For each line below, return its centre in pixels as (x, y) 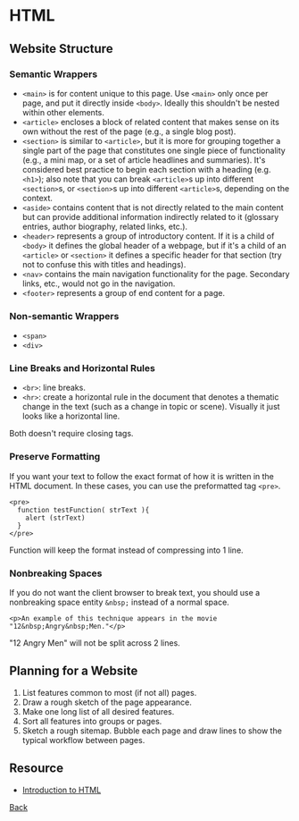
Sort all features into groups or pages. (92, 721)
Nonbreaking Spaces (56, 573)
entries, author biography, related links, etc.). (105, 226)
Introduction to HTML (62, 790)
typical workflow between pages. (83, 740)
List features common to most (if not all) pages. (109, 692)
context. (37, 198)
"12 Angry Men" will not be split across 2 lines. (95, 643)
